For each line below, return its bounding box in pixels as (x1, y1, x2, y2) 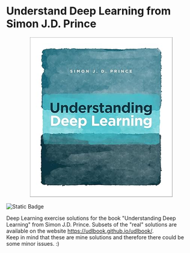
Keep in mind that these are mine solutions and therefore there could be (6, 233, 185, 241)
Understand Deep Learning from (6, 4, 171, 18)
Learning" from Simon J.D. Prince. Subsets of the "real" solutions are (6, 221, 177, 228)
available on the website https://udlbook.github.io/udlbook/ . (6, 227, 155, 234)
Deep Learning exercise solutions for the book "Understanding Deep (6, 215, 176, 222)
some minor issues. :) (6, 240, 60, 247)
